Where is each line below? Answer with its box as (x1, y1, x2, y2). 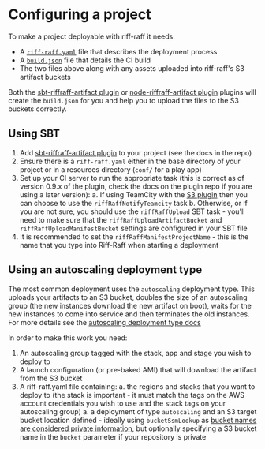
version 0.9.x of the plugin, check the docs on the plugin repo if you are (19, 181, 252, 191)
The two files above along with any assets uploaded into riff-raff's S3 (19, 63, 244, 73)
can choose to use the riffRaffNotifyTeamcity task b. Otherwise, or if (19, 198, 248, 208)
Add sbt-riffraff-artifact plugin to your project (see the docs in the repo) (19, 148, 252, 157)
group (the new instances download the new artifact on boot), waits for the (8, 301, 252, 310)
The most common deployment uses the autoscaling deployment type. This (8, 284, 255, 294)
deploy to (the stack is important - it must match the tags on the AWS (19, 390, 245, 399)
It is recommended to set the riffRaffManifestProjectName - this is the (19, 231, 249, 241)
